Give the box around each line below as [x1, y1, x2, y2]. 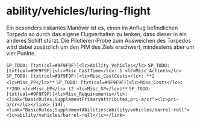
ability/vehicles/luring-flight [6, 4, 151, 18]
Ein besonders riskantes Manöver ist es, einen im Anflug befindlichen [6, 24, 178, 31]
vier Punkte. [6, 49, 36, 57]
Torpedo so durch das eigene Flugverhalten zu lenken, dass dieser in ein [6, 30, 187, 37]
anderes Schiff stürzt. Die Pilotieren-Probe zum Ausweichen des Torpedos [6, 37, 192, 44]
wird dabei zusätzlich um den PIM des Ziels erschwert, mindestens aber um [6, 43, 195, 51]
